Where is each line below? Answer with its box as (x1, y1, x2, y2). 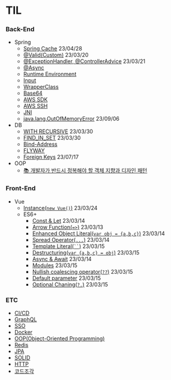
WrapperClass (23, 83, 59, 91)
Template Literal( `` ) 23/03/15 (32, 243, 105, 250)
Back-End (5, 25, 35, 34)
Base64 (23, 89, 43, 97)
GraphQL (14, 316, 37, 323)
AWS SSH (23, 103, 48, 110)
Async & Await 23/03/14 (32, 255, 92, 262)
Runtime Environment (23, 70, 77, 78)
